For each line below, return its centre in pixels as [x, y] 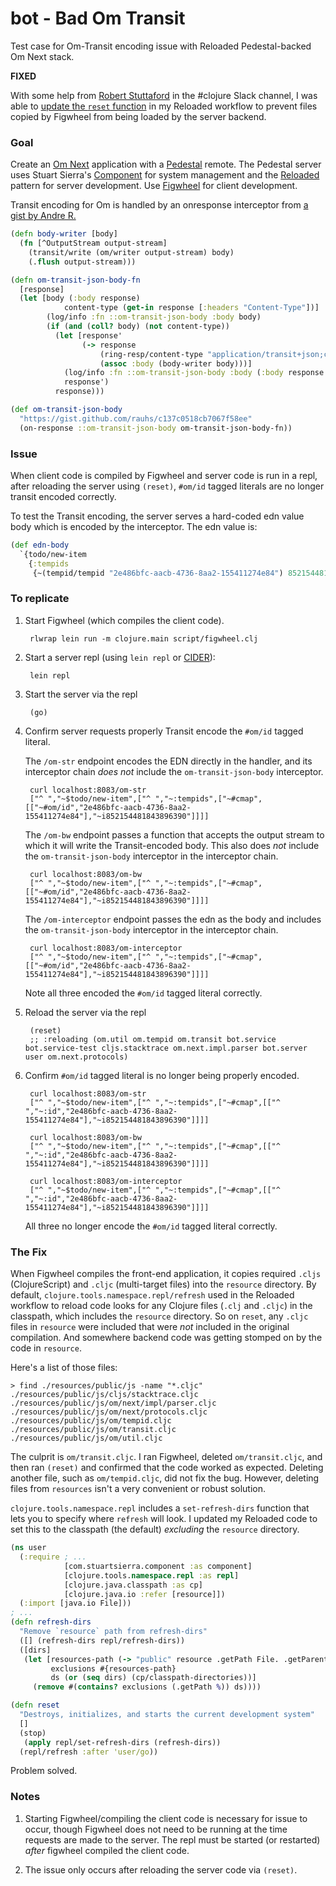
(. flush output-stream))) [82, 262]
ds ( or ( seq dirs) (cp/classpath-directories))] [153, 1678]
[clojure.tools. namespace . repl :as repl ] [151, 1575]
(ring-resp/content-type [151, 354]
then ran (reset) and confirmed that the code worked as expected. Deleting [167, 1468]
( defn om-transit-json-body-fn [75, 280]
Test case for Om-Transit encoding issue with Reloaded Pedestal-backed [161, 46]
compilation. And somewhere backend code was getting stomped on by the [166, 1338]
